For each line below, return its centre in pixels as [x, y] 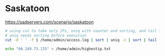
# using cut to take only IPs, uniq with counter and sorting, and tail [81, 31]
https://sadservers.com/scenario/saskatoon [50, 22]
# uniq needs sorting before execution [46, 35]
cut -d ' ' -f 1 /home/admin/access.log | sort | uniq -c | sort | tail [81, 40]
